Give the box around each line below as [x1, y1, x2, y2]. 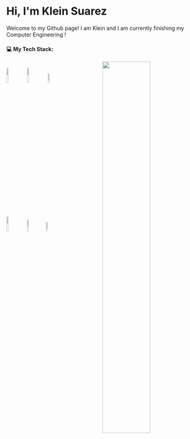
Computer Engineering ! [6, 30, 66, 38]
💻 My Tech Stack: [6, 45, 54, 52]
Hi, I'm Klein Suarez [6, 4, 108, 18]
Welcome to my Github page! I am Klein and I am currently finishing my [6, 24, 185, 32]
